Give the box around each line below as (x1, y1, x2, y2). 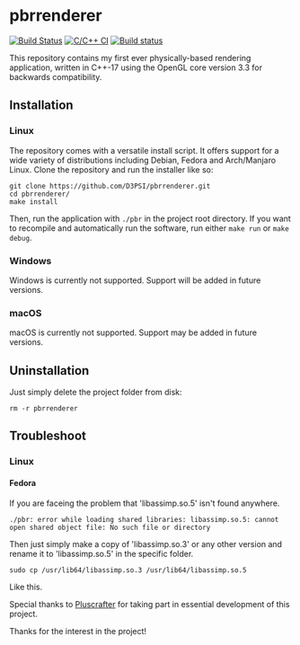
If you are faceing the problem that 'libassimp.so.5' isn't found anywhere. (9, 498, 280, 508)
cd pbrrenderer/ (9, 190, 70, 199)
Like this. (9, 581, 43, 592)
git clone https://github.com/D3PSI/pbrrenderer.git (9, 181, 211, 190)
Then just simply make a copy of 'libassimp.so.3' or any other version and (9, 538, 283, 549)
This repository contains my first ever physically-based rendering (9, 52, 251, 63)
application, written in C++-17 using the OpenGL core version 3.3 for (9, 62, 263, 73)
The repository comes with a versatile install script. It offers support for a (9, 145, 279, 155)
